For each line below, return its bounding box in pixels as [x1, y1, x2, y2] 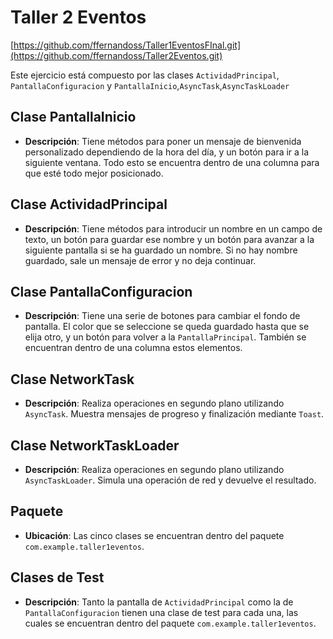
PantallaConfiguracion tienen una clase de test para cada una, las [24, 606, 299, 618]
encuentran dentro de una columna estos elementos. [24, 342, 243, 354]
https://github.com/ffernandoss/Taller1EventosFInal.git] [13, 39, 242, 51]
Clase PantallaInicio [10, 109, 137, 126]
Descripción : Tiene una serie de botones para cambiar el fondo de [24, 310, 301, 322]
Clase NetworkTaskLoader [10, 437, 180, 454]
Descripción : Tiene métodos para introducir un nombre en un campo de [24, 222, 323, 235]
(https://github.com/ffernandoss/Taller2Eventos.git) [10, 49, 223, 61]
